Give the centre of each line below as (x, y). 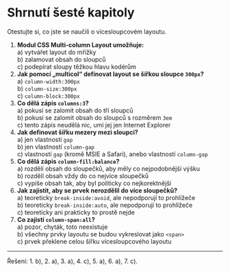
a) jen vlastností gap (45, 139)
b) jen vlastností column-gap (55, 147)
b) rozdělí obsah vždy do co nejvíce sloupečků (83, 175)
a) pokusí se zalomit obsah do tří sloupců (75, 110)
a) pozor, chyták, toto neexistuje (62, 227)
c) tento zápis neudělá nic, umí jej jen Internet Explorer (94, 125)
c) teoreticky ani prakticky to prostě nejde (76, 212)
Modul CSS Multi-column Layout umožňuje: (80, 45)
